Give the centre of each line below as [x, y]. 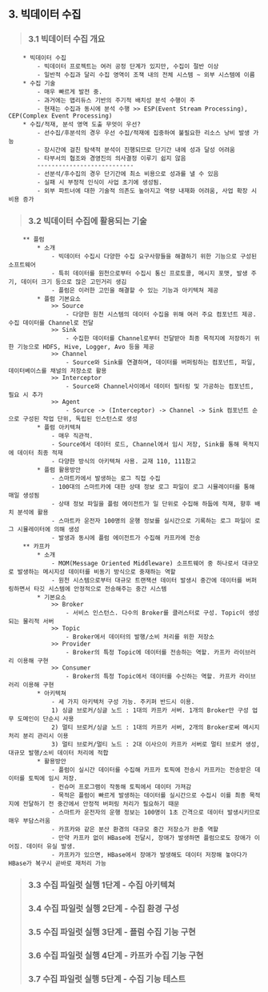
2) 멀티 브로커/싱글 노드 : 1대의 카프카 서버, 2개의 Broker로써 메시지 [155, 727]
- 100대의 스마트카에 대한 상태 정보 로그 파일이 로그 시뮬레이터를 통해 [153, 486]
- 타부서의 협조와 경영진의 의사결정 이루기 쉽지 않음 [112, 158]
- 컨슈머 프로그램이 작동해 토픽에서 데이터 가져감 [121, 786]
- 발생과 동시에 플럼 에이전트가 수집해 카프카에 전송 [126, 538]
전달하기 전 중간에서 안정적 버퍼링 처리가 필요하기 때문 [101, 804]
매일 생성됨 [24, 495]
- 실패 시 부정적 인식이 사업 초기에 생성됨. [100, 182]
